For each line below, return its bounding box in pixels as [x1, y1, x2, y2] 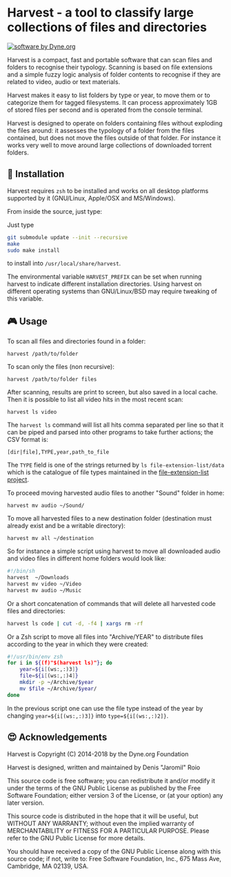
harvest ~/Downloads [7, 574, 70, 581]
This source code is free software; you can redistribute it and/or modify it [7, 776, 216, 785]
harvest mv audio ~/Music [7, 587, 81, 594]
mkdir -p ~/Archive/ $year [19, 679, 94, 686]
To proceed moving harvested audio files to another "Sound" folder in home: [7, 489, 225, 497]
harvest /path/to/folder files [7, 376, 97, 383]
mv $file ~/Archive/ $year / [19, 685, 97, 692]
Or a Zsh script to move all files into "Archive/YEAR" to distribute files [7, 632, 203, 641]
